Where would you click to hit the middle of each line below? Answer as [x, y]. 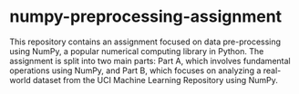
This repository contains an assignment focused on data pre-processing [145, 42]
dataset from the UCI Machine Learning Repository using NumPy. [155, 80]
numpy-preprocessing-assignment [146, 17]
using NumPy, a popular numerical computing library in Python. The [137, 51]
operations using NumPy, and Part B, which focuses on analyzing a [135, 70]
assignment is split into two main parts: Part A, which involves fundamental [150, 61]
